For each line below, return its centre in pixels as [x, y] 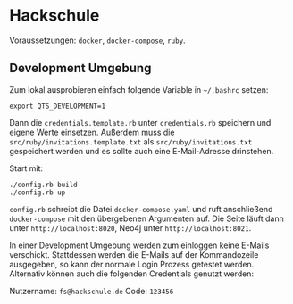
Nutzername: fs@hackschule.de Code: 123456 [92, 291]
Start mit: [26, 168]
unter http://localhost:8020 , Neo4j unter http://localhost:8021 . [130, 227]
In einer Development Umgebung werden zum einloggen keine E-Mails [139, 245]
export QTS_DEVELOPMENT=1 [57, 106]
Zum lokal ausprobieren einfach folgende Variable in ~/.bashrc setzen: [139, 89]
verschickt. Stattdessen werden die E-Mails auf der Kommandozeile [134, 254]
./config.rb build [43, 185]
